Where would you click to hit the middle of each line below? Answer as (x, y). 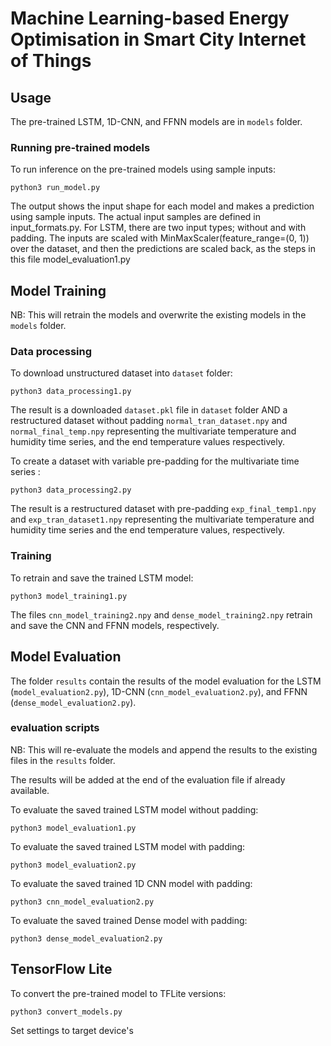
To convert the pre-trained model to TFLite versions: (118, 993)
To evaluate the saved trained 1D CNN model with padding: (131, 883)
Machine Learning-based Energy (150, 18)
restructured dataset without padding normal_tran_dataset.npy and (149, 421)
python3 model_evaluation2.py (73, 865)
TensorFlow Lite (61, 969)
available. (30, 790)
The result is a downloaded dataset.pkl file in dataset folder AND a (149, 410)
